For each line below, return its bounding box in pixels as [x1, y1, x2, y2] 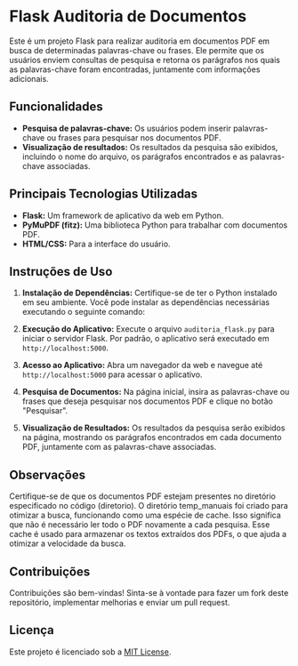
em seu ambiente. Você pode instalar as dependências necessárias [21, 297, 270, 308]
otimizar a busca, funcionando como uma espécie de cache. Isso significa [9, 510, 282, 521]
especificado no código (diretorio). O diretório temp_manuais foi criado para [9, 501, 289, 511]
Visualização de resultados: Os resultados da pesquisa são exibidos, [21, 141, 278, 152]
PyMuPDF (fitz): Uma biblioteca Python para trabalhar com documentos [21, 220, 288, 230]
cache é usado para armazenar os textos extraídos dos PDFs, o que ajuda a [9, 529, 287, 540]
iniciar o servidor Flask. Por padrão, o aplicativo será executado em [21, 333, 270, 344]
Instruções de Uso [9, 264, 113, 279]
